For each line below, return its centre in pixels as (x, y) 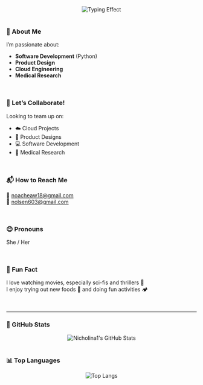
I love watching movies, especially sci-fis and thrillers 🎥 (75, 282)
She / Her (18, 242)
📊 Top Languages (33, 360)
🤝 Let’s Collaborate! (36, 103)
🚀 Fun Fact (22, 270)
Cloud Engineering (39, 69)
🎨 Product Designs (38, 137)
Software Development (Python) (56, 56)
